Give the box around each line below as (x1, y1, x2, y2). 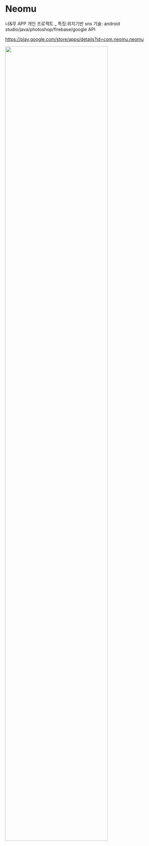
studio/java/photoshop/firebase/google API (5, 26, 95, 32)
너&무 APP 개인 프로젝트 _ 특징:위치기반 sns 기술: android (5, 20, 120, 26)
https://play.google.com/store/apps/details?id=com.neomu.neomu (5, 36, 144, 42)
